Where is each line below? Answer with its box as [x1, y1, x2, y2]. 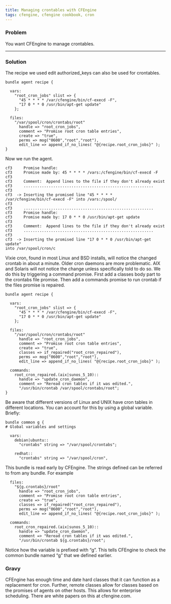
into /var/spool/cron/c [5, 246, 56, 251]
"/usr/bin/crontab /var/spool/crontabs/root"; [18, 386, 120, 391]
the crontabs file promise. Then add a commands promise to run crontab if [5, 277, 162, 283]
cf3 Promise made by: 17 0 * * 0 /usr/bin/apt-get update [5, 215, 140, 220]
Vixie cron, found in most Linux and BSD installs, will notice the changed [5, 255, 157, 261]
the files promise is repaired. [5, 282, 65, 288]
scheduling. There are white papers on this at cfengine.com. [5, 593, 132, 599]
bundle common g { [5, 420, 44, 425]
